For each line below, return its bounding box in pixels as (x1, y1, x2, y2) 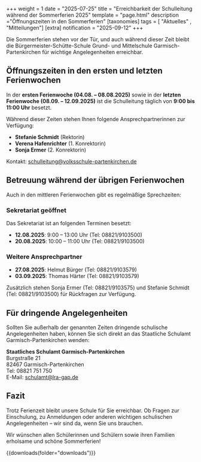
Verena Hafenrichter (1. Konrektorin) (14, 140, 106, 147)
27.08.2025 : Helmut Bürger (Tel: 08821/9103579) (14, 266, 138, 273)
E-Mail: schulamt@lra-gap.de (6, 374, 79, 381)
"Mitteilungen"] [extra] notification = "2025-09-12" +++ (6, 24, 144, 31)
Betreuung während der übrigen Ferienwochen (6, 175, 185, 185)
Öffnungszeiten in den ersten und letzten (6, 66, 163, 76)
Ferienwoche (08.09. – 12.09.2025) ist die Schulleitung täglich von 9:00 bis (6, 97, 196, 104)
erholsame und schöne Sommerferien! (6, 437, 101, 445)
